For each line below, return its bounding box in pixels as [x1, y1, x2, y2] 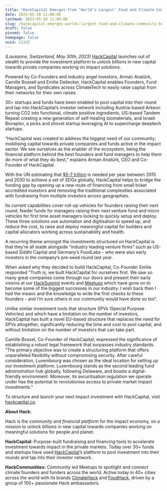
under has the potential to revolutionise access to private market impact [5, 378, 153, 384]
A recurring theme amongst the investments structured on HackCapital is [5, 238, 155, 244]
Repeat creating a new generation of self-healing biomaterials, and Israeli [5, 115, 156, 121]
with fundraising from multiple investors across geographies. [5, 192, 130, 198]
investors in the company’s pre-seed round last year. [5, 254, 113, 260]
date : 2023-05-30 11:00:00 [5, 12, 61, 17]
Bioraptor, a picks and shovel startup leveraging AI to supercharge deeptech [5, 120, 162, 126]
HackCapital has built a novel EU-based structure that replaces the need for [5, 316, 161, 322]
